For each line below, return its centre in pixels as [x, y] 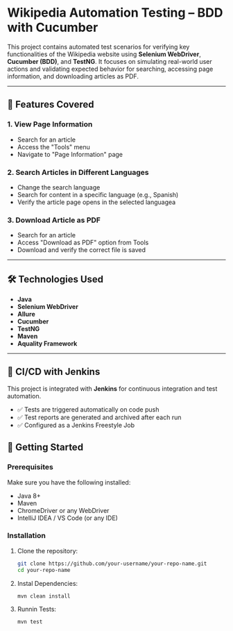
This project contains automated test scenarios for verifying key [98, 47]
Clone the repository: [48, 550]
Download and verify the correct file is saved [81, 250]
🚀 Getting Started [45, 447]
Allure [26, 314]
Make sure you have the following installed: [69, 482]
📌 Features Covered [51, 104]
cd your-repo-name [44, 570]
